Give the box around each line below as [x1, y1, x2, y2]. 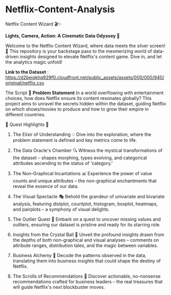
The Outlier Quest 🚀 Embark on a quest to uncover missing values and [12, 216, 161, 222]
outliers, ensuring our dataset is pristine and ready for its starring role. [12, 221, 161, 227]
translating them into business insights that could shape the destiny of [12, 258, 161, 264]
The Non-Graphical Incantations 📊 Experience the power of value [12, 170, 153, 176]
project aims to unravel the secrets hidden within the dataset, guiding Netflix [5, 100, 166, 107]
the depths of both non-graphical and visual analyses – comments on [12, 237, 159, 243]
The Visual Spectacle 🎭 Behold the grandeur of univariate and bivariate [12, 193, 165, 199]
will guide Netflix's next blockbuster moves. [12, 284, 105, 290]
